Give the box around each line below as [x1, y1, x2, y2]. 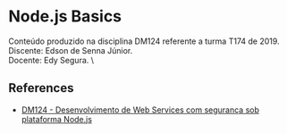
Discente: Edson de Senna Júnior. [8, 45, 133, 55]
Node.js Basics [8, 6, 122, 27]
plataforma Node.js [21, 113, 93, 124]
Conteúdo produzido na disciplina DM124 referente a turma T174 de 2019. [8, 36, 280, 46]
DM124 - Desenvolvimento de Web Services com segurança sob [21, 104, 260, 115]
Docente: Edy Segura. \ [8, 54, 95, 65]
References [8, 80, 74, 96]
